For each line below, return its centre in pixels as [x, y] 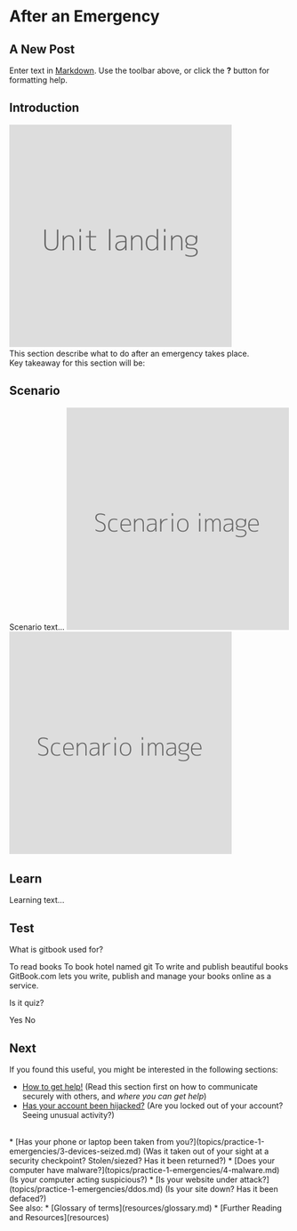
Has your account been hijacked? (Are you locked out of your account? [153, 1106]
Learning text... [37, 900]
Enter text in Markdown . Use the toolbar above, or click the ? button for [139, 70]
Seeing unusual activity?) [68, 1115]
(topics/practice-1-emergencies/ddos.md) [86, 1189]
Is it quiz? [27, 1003]
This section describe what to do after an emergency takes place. [129, 353]
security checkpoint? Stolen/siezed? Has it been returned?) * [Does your [142, 1161]
